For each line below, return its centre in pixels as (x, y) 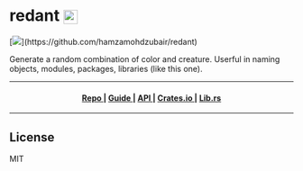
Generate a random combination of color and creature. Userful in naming (145, 58)
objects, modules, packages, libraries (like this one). (106, 68)
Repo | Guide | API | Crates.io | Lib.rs (151, 98)
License (32, 137)
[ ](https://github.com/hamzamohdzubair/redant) (104, 41)
